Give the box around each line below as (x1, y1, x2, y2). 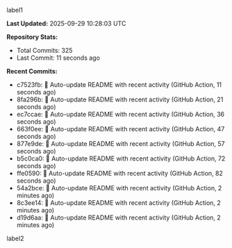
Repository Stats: (6, 33, 58, 41)
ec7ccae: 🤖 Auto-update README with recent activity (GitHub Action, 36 (16, 110, 225, 118)
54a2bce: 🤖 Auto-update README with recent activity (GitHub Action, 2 (16, 184, 222, 192)
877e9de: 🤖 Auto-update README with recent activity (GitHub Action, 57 (16, 140, 225, 148)
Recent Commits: (6, 67, 58, 75)
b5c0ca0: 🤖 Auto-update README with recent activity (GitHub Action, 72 (16, 154, 226, 163)
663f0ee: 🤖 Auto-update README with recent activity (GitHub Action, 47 (16, 125, 225, 133)
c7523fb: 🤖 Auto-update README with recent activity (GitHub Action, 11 (16, 81, 222, 89)
